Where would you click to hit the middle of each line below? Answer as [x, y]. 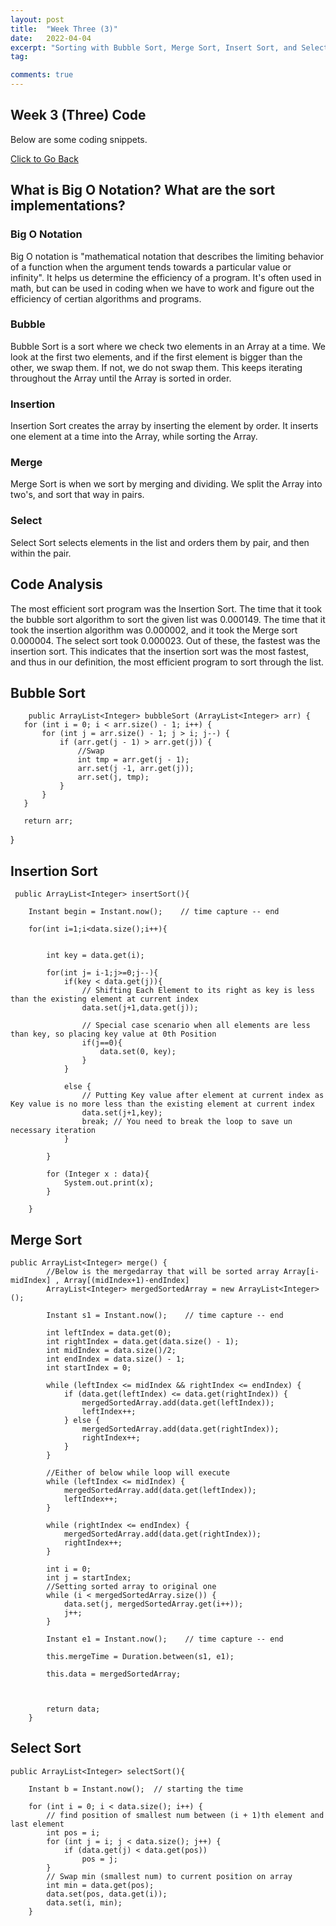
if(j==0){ [102, 1043]
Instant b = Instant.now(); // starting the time [136, 1789]
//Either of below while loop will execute [138, 1472]
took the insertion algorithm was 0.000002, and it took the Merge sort [154, 630]
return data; [73, 1709]
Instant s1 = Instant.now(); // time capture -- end [165, 1315]
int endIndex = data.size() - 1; [116, 1359]
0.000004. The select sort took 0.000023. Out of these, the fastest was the [165, 640]
